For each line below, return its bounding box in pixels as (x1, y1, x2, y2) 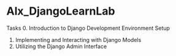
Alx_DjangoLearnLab (6, 4, 115, 18)
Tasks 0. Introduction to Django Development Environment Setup (6, 24, 170, 32)
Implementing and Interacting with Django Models (15, 36, 142, 43)
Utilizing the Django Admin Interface (15, 43, 107, 50)
